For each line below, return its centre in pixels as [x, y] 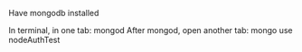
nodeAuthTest [34, 40]
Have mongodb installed [54, 13]
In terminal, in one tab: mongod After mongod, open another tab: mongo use [151, 30]
